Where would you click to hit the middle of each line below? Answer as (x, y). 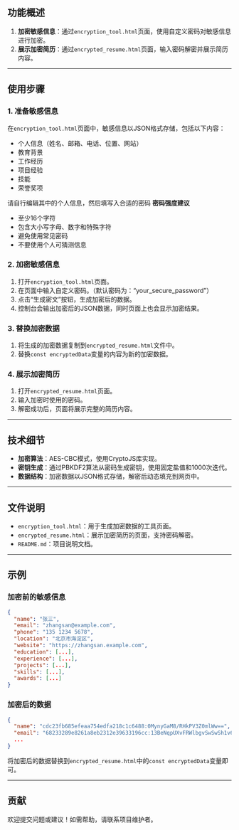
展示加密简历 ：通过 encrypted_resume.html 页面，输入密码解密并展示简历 (123, 49)
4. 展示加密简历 (34, 374)
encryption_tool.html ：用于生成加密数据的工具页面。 (96, 526)
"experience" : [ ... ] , (46, 659)
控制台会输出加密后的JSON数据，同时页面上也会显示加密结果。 (111, 308)
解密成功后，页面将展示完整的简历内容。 (77, 409)
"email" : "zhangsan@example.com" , (65, 626)
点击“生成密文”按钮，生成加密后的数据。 (77, 299)
